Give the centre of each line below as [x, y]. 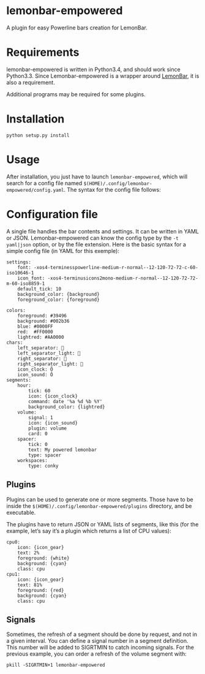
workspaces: [32, 460]
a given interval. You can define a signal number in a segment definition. [97, 641]
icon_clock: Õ [35, 369]
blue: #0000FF [35, 326]
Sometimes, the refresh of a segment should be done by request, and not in [102, 634]
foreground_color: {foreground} [58, 300]
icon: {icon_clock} [53, 396]
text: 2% [28, 553]
